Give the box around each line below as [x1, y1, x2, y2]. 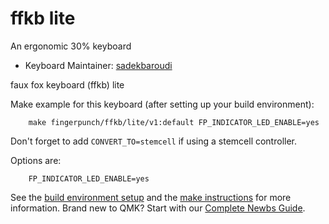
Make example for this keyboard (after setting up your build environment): [10, 98, 315, 110]
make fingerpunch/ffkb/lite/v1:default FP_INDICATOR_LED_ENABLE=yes [28, 117, 320, 127]
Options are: [10, 154, 62, 166]
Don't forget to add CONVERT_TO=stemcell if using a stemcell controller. [10, 135, 298, 147]
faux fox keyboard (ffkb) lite [10, 78, 125, 91]
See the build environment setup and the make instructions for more [10, 191, 292, 203]
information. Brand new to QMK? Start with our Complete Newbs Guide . [10, 202, 306, 214]
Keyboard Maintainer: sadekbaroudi [24, 59, 173, 71]
